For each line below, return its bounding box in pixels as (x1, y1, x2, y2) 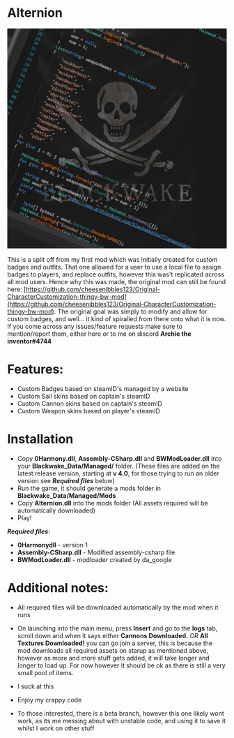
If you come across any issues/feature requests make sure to (7, 322, 183, 330)
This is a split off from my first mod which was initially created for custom (7, 255, 218, 263)
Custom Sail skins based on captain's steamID (17, 392, 150, 400)
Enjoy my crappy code (17, 695, 82, 704)
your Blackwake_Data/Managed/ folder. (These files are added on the (17, 462, 220, 470)
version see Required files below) (17, 476, 115, 485)
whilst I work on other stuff (17, 724, 95, 732)
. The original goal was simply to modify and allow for (54, 307, 208, 316)
